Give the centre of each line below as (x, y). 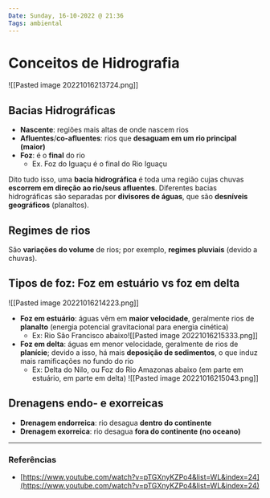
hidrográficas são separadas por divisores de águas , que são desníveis (128, 197)
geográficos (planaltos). (49, 205)
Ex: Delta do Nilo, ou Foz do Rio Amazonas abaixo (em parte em (137, 369)
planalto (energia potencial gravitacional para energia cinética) (124, 327)
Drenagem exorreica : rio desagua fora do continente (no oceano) (130, 431)
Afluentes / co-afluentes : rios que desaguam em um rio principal (128, 138)
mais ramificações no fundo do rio (77, 361)
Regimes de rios (49, 230)
